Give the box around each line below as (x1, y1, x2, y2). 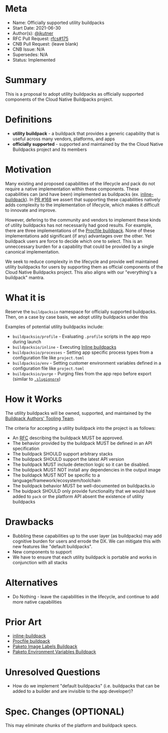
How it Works (5, 393, 63, 405)
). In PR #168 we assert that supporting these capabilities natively (25, 196, 160, 202)
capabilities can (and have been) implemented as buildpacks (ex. (5, 191, 139, 197)
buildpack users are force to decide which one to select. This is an (5, 238, 143, 244)
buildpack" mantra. (5, 274, 45, 281)
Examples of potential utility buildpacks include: (5, 324, 104, 330)
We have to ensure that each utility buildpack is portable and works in (12, 554, 157, 560)
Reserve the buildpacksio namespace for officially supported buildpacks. (5, 309, 157, 315)
